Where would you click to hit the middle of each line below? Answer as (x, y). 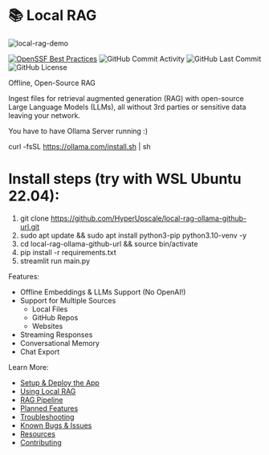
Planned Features (49, 408)
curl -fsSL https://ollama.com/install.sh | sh (79, 146)
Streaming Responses (56, 335)
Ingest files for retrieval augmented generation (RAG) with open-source (126, 98)
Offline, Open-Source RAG (52, 83)
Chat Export (40, 351)
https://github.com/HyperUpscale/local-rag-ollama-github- (149, 218)
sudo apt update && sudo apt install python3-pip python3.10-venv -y (133, 235)
